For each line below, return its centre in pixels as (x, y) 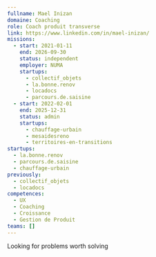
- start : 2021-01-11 (43, 46)
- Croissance (32, 213)
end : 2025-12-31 (43, 110)
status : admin (40, 116)
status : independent (49, 59)
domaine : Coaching (33, 20)
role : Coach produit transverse (53, 26)
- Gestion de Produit (45, 220)
